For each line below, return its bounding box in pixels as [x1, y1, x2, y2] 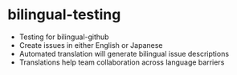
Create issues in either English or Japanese [18, 40, 163, 49]
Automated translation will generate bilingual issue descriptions [18, 49, 230, 58]
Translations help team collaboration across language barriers [18, 57, 225, 67]
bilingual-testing [7, 6, 121, 24]
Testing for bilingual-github [18, 32, 109, 41]
